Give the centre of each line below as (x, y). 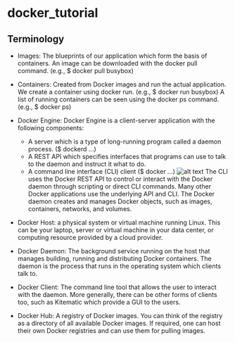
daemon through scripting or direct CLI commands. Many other (120, 186)
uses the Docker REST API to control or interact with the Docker (120, 179)
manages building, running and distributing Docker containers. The (115, 259)
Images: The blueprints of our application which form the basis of (112, 56)
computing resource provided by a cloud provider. (90, 237)
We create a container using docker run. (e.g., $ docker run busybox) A (121, 92)
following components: (51, 128)
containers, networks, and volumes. (80, 209)
